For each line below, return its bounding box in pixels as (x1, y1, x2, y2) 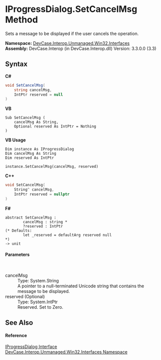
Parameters (5, 251, 30, 257)
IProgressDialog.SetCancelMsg (5, 3, 138, 15)
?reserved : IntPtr (23, 224, 63, 229)
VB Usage (5, 137, 26, 143)
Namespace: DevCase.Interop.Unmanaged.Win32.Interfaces (5, 40, 130, 46)
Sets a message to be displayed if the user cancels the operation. (5, 30, 139, 36)
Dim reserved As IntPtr (5, 155, 54, 160)
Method (5, 14, 38, 25)
